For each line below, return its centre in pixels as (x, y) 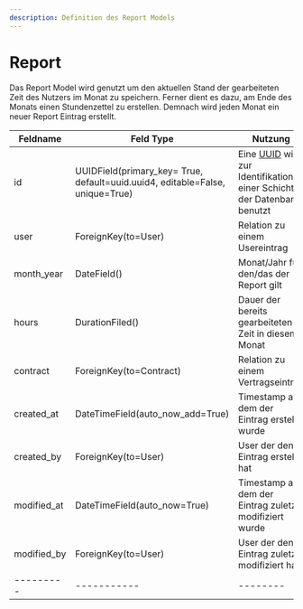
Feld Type (152, 138)
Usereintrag (263, 248)
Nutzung (271, 138)
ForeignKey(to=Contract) (129, 370)
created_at (37, 414)
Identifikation (266, 176)
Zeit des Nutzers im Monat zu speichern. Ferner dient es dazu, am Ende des (151, 97)
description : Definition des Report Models (92, 18)
